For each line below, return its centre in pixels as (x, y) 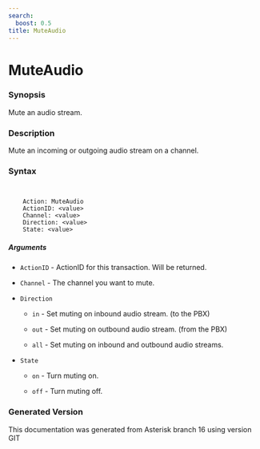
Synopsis (27, 95)
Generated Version (46, 412)
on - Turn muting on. (65, 375)
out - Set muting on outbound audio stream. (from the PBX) (130, 329)
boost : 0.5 (34, 23)
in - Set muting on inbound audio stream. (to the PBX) (121, 314)
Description (32, 133)
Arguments (28, 248)
